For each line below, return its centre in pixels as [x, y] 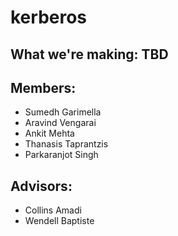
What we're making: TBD [89, 54]
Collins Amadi [53, 210]
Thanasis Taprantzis [66, 144]
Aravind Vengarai [60, 123]
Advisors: [41, 186]
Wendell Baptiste [59, 221]
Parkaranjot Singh [61, 155]
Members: [43, 87]
